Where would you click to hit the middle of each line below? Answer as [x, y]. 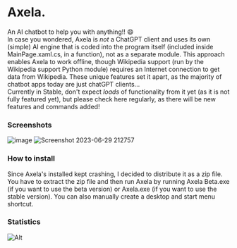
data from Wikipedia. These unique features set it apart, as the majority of [115, 76]
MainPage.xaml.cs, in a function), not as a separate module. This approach [116, 54]
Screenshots [30, 125]
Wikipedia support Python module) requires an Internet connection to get [114, 69]
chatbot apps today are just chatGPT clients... [74, 84]
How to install [31, 159]
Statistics [24, 222]
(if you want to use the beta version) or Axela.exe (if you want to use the [112, 189]
